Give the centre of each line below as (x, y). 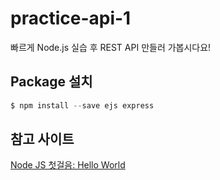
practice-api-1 (71, 18)
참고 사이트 (42, 139)
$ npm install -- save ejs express (82, 105)
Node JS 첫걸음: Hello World (68, 165)
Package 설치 (51, 82)
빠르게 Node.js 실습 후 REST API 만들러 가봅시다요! (111, 47)
